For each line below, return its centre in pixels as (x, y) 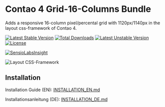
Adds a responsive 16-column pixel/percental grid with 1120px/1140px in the (83, 23)
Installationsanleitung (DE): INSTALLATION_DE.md (56, 99)
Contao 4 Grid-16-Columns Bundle (78, 9)
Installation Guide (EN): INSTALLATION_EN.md (53, 90)
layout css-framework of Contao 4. (41, 28)
